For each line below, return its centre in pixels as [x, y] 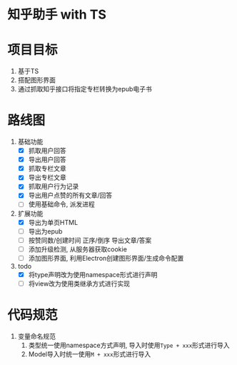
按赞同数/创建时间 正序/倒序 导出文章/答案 [90, 240]
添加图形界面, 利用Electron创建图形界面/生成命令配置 [106, 258]
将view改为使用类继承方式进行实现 [79, 284]
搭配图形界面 [36, 80]
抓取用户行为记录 [54, 186]
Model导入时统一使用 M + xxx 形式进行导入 [90, 354]
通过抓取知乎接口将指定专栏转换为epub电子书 [85, 89]
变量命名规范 [36, 336]
